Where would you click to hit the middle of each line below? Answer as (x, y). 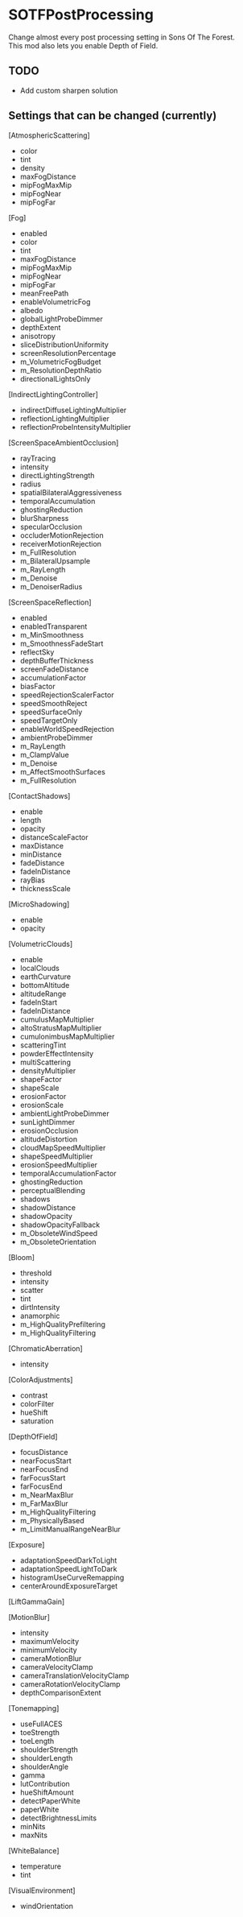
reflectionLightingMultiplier (65, 418)
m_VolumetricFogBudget (61, 362)
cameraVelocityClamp (56, 1667)
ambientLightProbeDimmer (65, 1113)
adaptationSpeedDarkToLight (68, 1560)
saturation (37, 1421)
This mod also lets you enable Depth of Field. (83, 45)
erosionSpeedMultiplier (59, 1164)
